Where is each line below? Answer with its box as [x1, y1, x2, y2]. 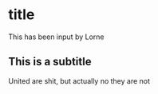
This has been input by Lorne [8, 32, 105, 41]
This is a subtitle [8, 55, 92, 69]
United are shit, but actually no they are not [8, 76, 150, 85]
